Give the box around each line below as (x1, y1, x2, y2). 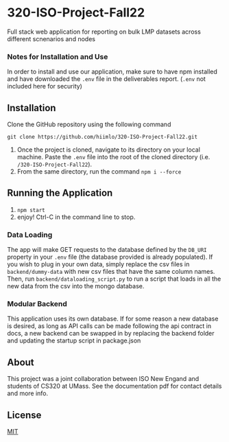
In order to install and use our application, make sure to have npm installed (7, 67, 218, 76)
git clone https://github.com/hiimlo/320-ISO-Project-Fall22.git (7, 134, 197, 141)
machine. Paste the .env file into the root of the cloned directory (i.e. (16, 153, 210, 161)
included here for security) (7, 82, 82, 91)
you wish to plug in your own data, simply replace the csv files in (7, 260, 190, 268)
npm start (16, 207, 46, 213)
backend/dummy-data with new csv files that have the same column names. (7, 268, 215, 276)
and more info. (7, 389, 49, 397)
